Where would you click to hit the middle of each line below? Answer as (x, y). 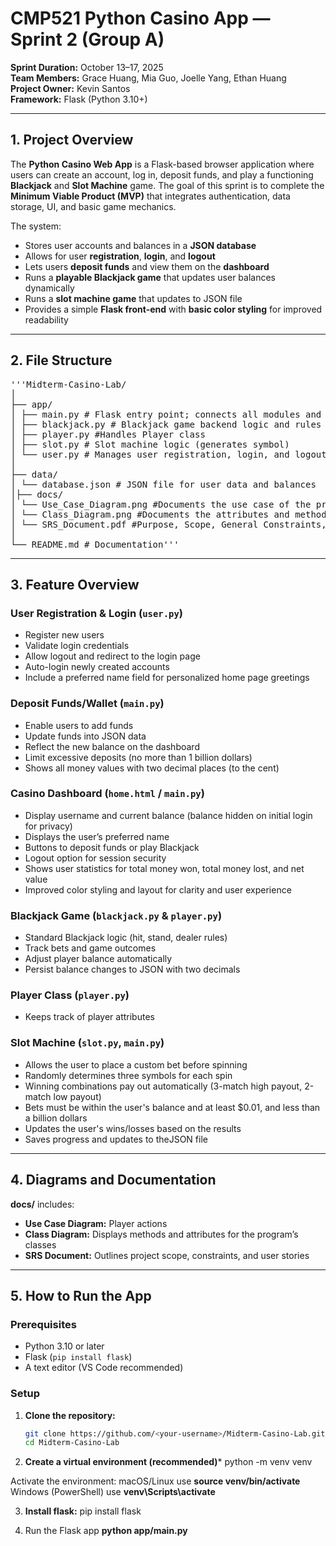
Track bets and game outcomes (90, 948)
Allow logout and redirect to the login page (112, 656)
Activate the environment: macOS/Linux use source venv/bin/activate (155, 1481)
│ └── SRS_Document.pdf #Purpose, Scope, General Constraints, (168, 524)
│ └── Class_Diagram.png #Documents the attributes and (150, 514)
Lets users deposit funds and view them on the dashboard (147, 266)
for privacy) (48, 826)
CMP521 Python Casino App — (140, 18)
